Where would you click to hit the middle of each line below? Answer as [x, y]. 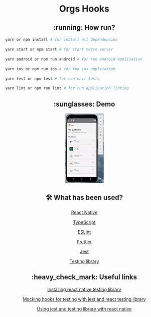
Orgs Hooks [84, 9]
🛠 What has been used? [84, 198]
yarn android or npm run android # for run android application [74, 59]
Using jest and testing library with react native [84, 309]
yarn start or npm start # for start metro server [59, 49]
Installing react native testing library [84, 289]
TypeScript [84, 222]
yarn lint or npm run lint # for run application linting [67, 88]
